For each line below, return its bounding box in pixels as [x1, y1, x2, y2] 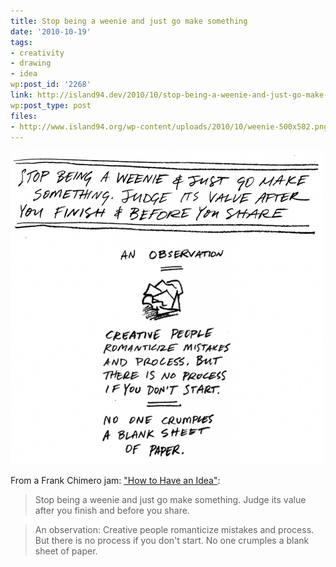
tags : [10, 37, 33, 47]
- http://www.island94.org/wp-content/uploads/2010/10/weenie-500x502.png [10, 121, 329, 132]
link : [10, 90, 33, 100]
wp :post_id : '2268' [10, 80, 92, 90]
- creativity [10, 48, 65, 58]
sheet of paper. [34, 545, 98, 557]
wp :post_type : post [10, 100, 92, 110]
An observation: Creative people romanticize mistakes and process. [34, 524, 315, 536]
